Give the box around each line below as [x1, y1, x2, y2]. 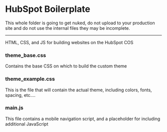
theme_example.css [5, 75, 55, 82]
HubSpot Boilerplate [5, 3, 90, 15]
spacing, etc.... [5, 92, 36, 98]
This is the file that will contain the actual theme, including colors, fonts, [5, 87, 152, 93]
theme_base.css [5, 52, 46, 59]
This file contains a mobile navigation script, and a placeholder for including [5, 116, 161, 122]
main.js [5, 104, 24, 111]
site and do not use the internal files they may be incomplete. [5, 25, 130, 31]
